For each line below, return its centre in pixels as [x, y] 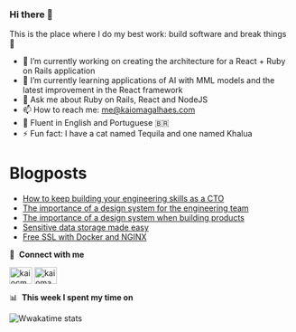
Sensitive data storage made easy [85, 228]
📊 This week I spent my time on [71, 298]
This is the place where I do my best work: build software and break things [148, 34]
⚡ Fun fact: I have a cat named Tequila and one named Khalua [137, 134]
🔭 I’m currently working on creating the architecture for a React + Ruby [154, 62]
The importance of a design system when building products [134, 218]
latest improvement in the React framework [102, 90]
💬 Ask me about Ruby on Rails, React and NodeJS [115, 100]
